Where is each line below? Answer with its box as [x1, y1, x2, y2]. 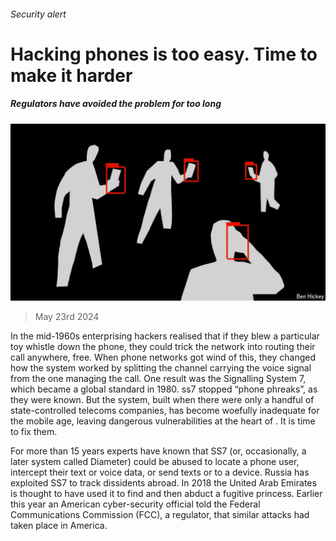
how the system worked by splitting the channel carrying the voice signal [10, 362, 312, 374]
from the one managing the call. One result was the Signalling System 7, [10, 373, 307, 385]
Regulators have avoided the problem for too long [10, 98, 222, 110]
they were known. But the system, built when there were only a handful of [10, 394, 315, 406]
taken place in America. [10, 520, 108, 532]
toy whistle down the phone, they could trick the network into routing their [10, 341, 316, 353]
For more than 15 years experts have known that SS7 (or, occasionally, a [10, 445, 307, 457]
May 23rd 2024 [34, 311, 100, 323]
